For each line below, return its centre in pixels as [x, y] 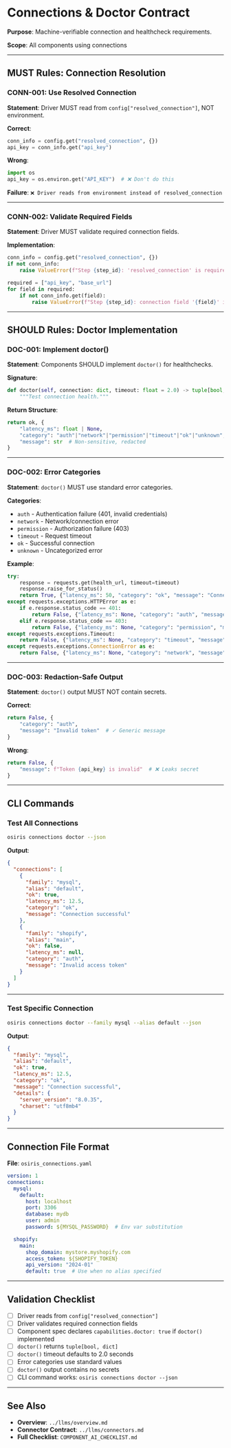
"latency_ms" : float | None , [61, 429]
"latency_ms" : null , [55, 953]
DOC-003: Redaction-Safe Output [65, 677]
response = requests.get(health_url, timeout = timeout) [100, 582]
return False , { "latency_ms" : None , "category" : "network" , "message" [123, 653]
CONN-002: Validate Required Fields [70, 217]
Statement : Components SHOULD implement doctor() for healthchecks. [110, 364]
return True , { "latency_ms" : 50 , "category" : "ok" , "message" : [112, 595]
